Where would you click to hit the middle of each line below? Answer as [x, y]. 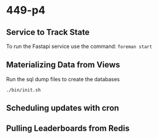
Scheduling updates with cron [63, 108]
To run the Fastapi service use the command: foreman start [79, 46]
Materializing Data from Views [63, 65]
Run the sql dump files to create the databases [63, 79]
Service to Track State [48, 32]
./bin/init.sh [24, 90]
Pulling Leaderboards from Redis [68, 128]
